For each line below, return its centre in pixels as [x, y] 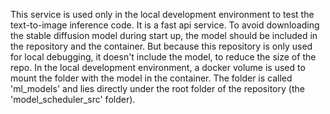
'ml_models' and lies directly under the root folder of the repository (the [157, 88]
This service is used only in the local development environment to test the [162, 14]
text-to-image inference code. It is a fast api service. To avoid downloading [165, 25]
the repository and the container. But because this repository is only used [161, 46]
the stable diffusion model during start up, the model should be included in [164, 35]
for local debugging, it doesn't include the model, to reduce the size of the [163, 57]
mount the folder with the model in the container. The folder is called [151, 78]
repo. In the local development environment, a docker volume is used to [158, 67]
